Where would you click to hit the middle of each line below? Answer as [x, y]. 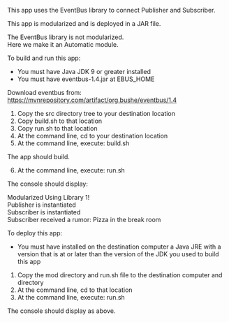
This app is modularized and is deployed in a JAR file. [84, 23]
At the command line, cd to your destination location [93, 136]
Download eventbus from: [44, 93]
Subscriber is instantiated [44, 212]
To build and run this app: [44, 58]
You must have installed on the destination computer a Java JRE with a [119, 247]
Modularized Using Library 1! [49, 197]
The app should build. [38, 157]
